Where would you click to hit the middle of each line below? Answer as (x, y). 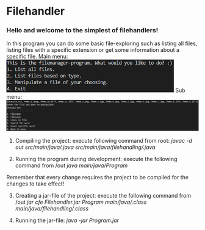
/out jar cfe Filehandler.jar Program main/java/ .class (81, 202)
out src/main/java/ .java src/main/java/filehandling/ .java (85, 147)
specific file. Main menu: (37, 57)
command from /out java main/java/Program (71, 165)
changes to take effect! (35, 184)
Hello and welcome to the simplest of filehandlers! (82, 31)
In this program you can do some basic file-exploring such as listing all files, (102, 43)
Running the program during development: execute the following (96, 159)
